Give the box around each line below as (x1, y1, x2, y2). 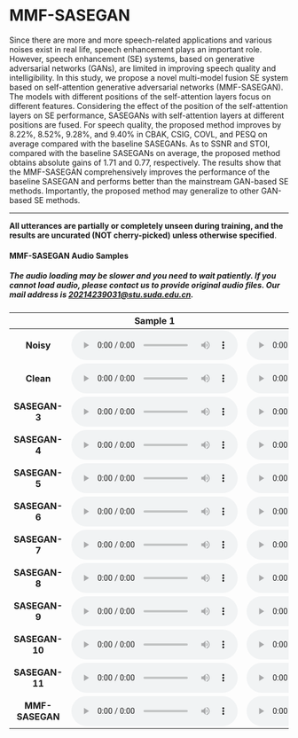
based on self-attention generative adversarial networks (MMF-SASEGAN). (9, 82, 284, 92)
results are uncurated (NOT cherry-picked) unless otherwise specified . (9, 230, 278, 240)
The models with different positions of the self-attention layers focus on (9, 90, 271, 102)
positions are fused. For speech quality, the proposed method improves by (9, 119, 282, 130)
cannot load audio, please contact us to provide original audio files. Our (9, 280, 281, 291)
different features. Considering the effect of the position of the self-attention (9, 100, 288, 111)
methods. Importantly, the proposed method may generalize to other (9, 185, 260, 196)
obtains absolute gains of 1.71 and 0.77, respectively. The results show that (9, 157, 282, 168)
